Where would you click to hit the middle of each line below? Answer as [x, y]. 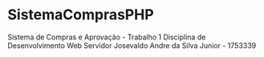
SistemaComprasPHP [81, 15]
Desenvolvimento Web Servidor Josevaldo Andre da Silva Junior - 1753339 [132, 45]
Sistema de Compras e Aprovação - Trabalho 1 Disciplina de [107, 37]
